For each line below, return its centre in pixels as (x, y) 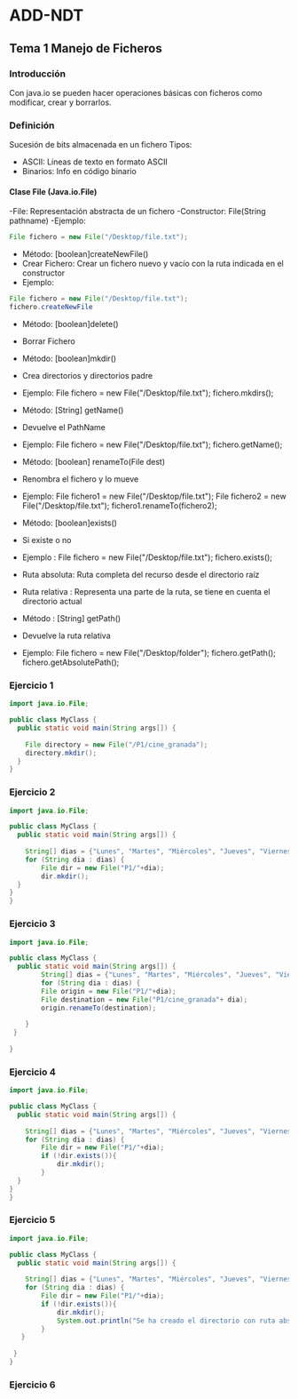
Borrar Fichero (48, 341)
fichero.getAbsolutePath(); (71, 662)
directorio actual (52, 601)
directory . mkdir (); (61, 753)
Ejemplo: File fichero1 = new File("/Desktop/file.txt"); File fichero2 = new (154, 496)
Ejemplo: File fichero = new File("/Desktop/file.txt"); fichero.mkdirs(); (148, 393)
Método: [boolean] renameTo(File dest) (94, 462)
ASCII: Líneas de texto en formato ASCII (95, 162)
